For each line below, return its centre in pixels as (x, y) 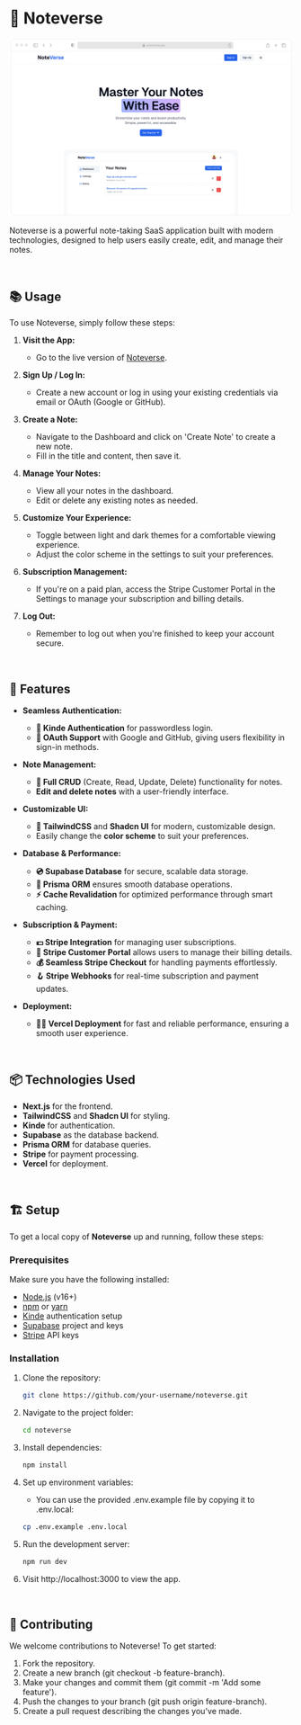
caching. (52, 907)
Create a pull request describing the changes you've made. (132, 1712)
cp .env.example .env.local (75, 1527)
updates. (52, 989)
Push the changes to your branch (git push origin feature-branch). (145, 1702)
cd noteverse (47, 1430)
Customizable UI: (55, 809)
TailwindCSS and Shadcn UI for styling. (96, 1115)
